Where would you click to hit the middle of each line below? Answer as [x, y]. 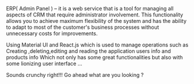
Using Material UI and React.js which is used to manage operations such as [97, 45]
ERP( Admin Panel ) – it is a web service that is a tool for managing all [90, 9]
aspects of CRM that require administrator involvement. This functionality [95, 15]
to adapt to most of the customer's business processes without [83, 27]
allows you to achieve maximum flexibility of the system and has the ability [96, 21]
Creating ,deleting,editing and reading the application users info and [89, 51]
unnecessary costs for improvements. [52, 33]
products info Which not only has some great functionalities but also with [95, 57]
